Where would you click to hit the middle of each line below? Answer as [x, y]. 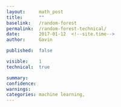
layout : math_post [35, 12]
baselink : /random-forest [42, 23]
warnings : [19, 89]
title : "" [25, 17]
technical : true [28, 67]
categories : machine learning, [46, 95]
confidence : [21, 84]
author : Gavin [29, 40]
